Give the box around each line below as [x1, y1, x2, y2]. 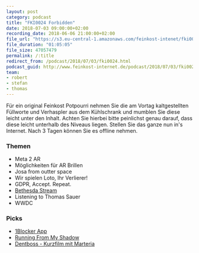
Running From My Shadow [14, 234, 80, 241]
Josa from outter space [14, 168, 72, 175]
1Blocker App [14, 228, 47, 235]
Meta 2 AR [14, 155, 41, 163]
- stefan [6, 81, 28, 87]
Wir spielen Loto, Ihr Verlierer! [14, 174, 88, 181]
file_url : [6, 36, 31, 42]
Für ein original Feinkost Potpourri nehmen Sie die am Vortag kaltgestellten [6, 102, 189, 109]
